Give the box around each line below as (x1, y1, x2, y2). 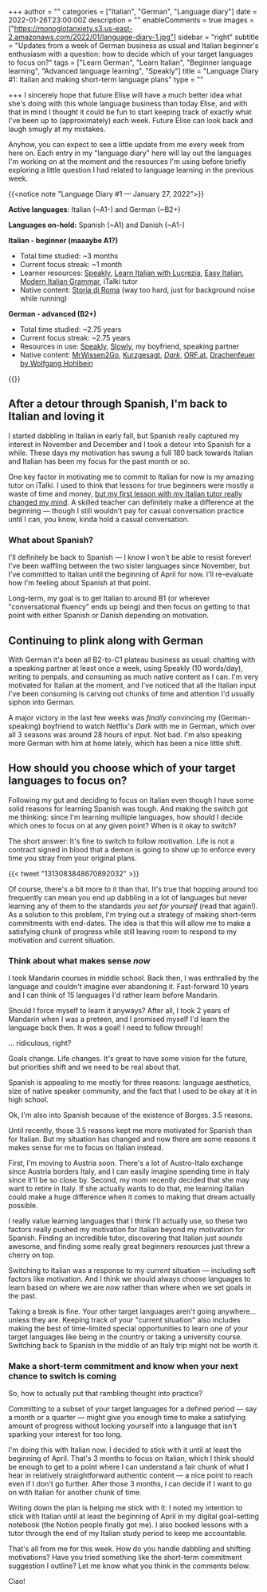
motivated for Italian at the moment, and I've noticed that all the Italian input (8, 680, 257, 690)
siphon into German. (8, 697, 76, 707)
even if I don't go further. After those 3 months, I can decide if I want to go (8, 1479, 253, 1489)
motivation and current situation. (8, 935, 116, 944)
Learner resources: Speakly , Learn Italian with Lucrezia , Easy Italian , (19, 268, 245, 277)
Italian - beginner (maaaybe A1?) (8, 236, 118, 245)
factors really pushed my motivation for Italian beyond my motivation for (8, 1225, 245, 1235)
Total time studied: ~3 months (19, 251, 119, 261)
